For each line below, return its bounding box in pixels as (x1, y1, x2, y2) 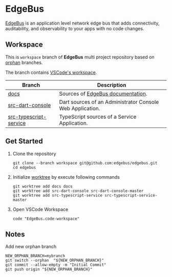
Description (97, 81, 126, 89)
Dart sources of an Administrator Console (59, 98, 159, 105)
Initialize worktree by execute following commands (12, 174, 120, 180)
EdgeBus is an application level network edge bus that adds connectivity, (5, 20, 160, 26)
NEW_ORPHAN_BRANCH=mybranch (5, 253, 66, 259)
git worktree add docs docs (12, 184, 73, 189)
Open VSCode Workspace (12, 206, 69, 212)
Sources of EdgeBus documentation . (59, 90, 147, 97)
